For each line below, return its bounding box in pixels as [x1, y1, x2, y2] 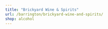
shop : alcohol [5, 16, 35, 21]
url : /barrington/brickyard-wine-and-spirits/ [5, 12, 104, 17]
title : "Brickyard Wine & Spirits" [5, 7, 79, 12]
